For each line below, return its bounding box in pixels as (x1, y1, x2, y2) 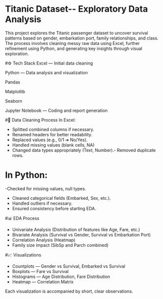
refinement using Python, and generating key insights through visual (5, 45, 143, 51)
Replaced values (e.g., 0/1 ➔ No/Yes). (12, 137, 88, 143)
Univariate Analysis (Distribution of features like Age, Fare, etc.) (12, 226, 140, 233)
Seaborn (5, 98, 22, 104)
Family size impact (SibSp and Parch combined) (12, 242, 109, 248)
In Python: (5, 170, 48, 181)
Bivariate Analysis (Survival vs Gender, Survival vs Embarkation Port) (12, 232, 151, 237)
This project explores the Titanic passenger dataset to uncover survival (5, 30, 148, 36)
